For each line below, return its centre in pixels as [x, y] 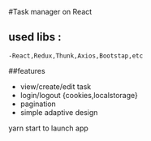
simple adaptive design [59, 112]
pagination [38, 104]
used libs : [35, 37]
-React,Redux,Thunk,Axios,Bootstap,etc [76, 56]
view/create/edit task [56, 86]
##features [27, 70]
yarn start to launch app [49, 128]
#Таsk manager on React [50, 12]
